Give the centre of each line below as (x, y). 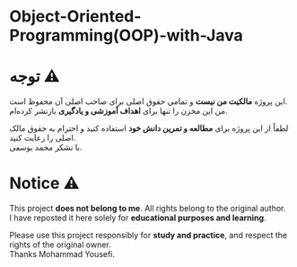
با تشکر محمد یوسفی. (46, 147)
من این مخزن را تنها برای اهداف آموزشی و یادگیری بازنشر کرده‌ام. (118, 111)
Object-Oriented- (75, 17)
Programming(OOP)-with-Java (127, 35)
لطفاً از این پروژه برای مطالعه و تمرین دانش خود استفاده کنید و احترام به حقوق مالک (149, 128)
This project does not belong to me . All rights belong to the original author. (148, 209)
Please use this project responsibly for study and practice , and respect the (148, 236)
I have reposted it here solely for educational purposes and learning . (138, 218)
